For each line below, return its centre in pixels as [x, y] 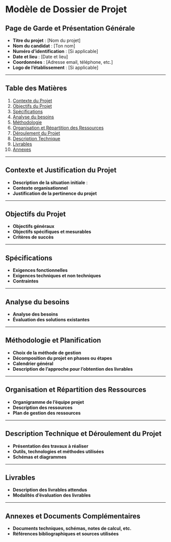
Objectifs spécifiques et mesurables [52, 232]
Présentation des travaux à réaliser [50, 446]
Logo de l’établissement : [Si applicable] [55, 68]
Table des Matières [36, 88]
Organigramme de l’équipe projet [48, 402]
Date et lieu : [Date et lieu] [40, 57]
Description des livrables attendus [50, 490]
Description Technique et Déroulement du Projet [83, 434]
